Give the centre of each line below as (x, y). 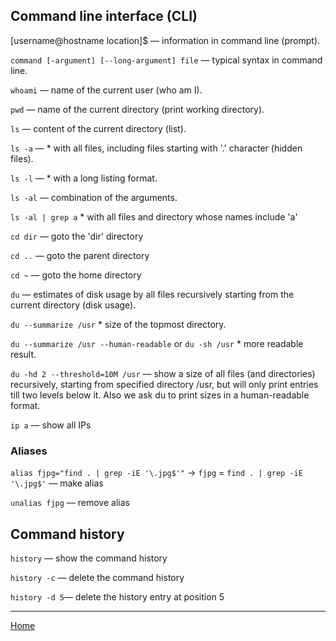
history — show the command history (89, 558)
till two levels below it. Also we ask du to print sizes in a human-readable (160, 395)
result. (23, 354)
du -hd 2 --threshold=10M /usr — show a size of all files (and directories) (163, 373)
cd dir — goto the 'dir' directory (77, 236)
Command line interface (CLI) (104, 16)
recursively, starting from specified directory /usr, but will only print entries (164, 384)
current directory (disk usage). (73, 305)
